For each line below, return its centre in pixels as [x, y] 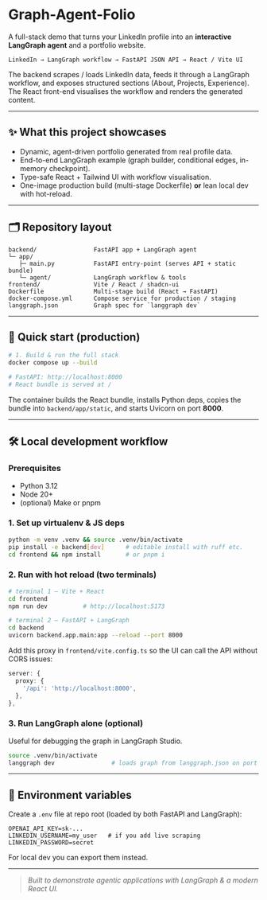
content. [22, 99]
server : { [25, 674]
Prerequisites [35, 469]
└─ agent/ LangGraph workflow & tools [103, 277]
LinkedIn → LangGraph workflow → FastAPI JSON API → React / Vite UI [126, 60]
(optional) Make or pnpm [60, 502]
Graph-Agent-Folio [72, 15]
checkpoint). [70, 168]
